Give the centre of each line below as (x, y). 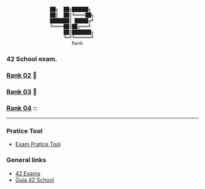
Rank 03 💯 (22, 91)
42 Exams (28, 173)
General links (26, 160)
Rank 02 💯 (22, 75)
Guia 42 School (34, 180)
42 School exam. (32, 59)
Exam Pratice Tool (38, 144)
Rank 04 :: (22, 108)
